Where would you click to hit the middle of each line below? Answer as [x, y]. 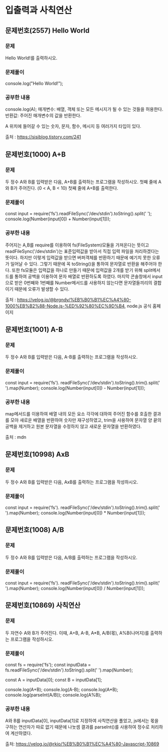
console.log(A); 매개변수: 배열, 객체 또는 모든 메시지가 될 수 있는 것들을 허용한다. [84, 109]
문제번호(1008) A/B [35, 530]
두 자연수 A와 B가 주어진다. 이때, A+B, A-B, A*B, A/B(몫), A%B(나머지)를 [77, 633]
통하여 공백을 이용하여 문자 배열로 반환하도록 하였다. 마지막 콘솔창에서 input [89, 276]
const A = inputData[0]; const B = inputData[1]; [54, 680]
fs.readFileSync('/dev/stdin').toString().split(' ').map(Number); [69, 670]
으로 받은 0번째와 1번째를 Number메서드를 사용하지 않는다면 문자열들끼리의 [79, 283]
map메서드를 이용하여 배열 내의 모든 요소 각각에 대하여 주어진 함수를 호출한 [78, 414]
